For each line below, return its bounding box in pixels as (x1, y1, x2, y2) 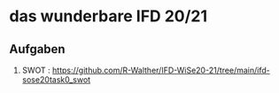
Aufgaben (9, 42, 66, 57)
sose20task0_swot (21, 74, 91, 85)
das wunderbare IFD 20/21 (9, 6, 208, 27)
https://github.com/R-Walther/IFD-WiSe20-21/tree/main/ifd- (51, 65, 270, 75)
